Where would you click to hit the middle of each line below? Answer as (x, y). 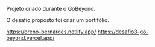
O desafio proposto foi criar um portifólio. (58, 20)
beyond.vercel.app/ (30, 38)
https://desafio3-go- (123, 32)
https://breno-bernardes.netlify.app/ (51, 32)
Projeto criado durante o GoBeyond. (51, 9)
